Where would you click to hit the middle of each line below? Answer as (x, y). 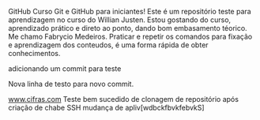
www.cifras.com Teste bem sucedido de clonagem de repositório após (124, 99)
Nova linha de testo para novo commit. (71, 84)
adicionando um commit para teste (65, 69)
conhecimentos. (34, 53)
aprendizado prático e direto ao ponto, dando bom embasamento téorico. (128, 28)
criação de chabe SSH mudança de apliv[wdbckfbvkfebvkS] (106, 107)
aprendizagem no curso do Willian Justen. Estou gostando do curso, (120, 20)
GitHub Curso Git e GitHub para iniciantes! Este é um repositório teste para (130, 11)
